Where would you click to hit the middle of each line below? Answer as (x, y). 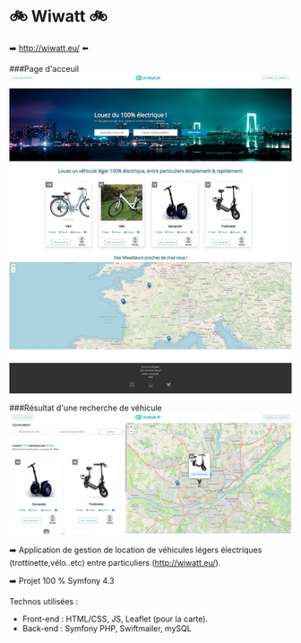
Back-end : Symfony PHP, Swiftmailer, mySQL (107, 628)
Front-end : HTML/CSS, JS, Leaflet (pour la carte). (115, 619)
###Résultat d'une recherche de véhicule (86, 408)
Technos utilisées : (44, 601)
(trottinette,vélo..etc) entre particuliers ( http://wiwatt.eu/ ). (115, 562)
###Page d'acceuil (44, 68)
